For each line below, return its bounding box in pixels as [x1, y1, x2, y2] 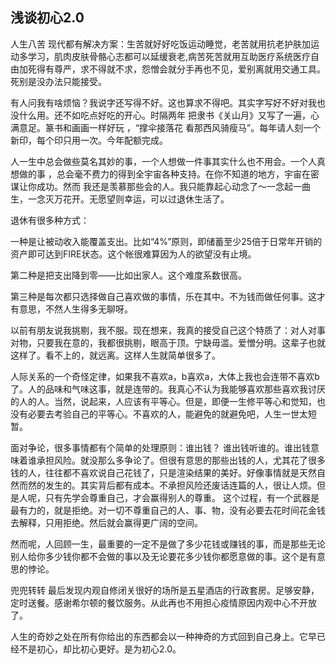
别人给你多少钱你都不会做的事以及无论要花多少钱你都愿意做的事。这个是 [10, 550, 308, 562]
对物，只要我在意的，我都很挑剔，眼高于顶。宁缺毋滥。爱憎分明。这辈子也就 [10, 336, 326, 348]
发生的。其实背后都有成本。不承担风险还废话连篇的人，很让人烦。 [44, 479, 317, 491]
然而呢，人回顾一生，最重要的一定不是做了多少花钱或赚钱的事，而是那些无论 [10, 538, 326, 550]
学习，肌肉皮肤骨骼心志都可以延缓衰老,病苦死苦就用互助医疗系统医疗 [27, 50, 312, 62]
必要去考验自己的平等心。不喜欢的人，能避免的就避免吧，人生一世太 [27, 408, 308, 420]
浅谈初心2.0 [10, 9, 85, 27]
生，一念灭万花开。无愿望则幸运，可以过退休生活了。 [10, 193, 230, 205]
